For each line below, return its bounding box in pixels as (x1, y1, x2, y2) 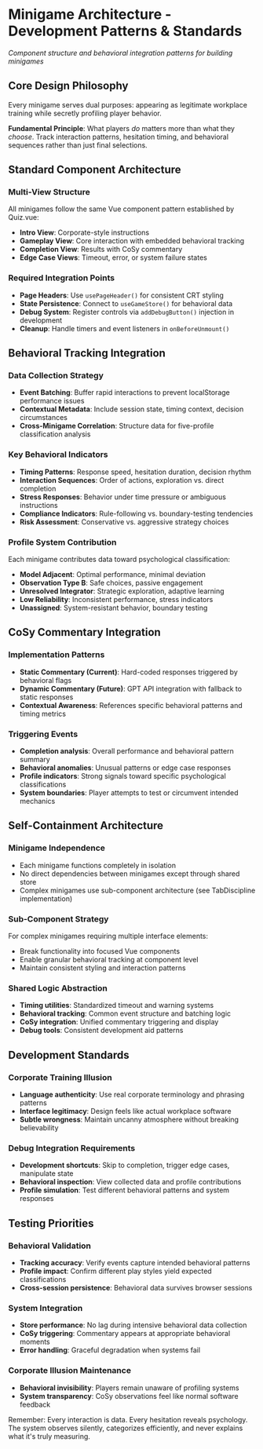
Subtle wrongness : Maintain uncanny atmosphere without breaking (19, 1115, 239, 1124)
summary (19, 755, 51, 764)
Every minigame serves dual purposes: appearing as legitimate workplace (8, 100, 247, 109)
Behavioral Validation (8, 1240, 92, 1251)
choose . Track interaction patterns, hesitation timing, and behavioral (8, 132, 229, 141)
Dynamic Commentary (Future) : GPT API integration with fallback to (19, 684, 242, 693)
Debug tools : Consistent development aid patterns (19, 1026, 184, 1035)
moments (19, 1337, 50, 1347)
